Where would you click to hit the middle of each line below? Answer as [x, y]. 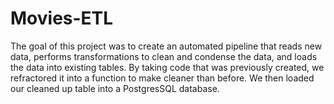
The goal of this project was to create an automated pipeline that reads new [166, 46]
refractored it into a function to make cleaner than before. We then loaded [162, 78]
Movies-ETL [62, 18]
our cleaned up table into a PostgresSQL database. [115, 88]
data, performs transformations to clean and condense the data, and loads [164, 56]
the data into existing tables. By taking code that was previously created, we [167, 67]
